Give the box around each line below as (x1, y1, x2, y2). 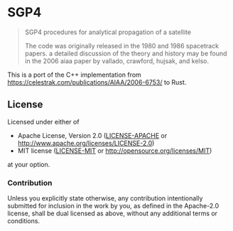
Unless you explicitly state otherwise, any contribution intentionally (7, 194, 203, 203)
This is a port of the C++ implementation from (7, 70, 142, 79)
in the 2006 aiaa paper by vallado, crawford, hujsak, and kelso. (24, 56, 210, 65)
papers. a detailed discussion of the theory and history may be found (24, 49, 227, 58)
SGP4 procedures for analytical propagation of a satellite (24, 28, 192, 36)
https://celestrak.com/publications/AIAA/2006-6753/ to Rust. (7, 77, 187, 86)
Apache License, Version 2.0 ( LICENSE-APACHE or (17, 131, 168, 139)
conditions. (7, 217, 40, 225)
